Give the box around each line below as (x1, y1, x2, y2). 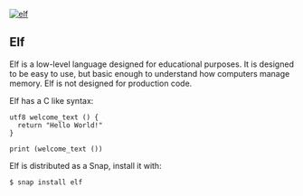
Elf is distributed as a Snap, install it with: (9, 160, 162, 171)
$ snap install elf (9, 177, 83, 187)
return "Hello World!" (17, 120, 103, 130)
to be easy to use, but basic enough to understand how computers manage (9, 68, 290, 79)
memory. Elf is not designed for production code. (9, 78, 193, 89)
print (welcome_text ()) (9, 145, 103, 154)
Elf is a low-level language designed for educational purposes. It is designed (9, 59, 294, 70)
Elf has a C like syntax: (9, 95, 94, 106)
